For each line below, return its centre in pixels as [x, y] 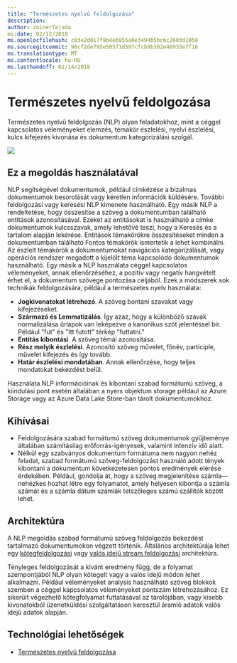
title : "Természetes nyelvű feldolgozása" [71, 14]
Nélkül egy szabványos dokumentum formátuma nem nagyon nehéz [117, 453]
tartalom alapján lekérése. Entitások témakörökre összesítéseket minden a [116, 235]
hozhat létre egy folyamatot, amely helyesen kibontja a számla [139, 484]
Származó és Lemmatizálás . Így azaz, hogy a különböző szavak [112, 317]
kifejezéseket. [38, 309]
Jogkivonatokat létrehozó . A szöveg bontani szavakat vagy [105, 302]
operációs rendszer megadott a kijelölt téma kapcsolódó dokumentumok [114, 258]
